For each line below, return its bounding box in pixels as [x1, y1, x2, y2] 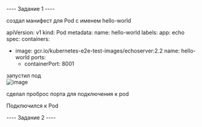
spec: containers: [6, 35, 50, 42]
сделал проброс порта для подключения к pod [6, 90, 129, 97]
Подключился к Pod [6, 102, 59, 109]
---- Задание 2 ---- [6, 114, 56, 121]
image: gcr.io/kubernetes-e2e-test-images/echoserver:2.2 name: [15, 47, 180, 54]
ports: [31, 54, 46, 60]
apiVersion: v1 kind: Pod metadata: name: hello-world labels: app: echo [6, 29, 185, 36]
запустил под [6, 72, 41, 79]
